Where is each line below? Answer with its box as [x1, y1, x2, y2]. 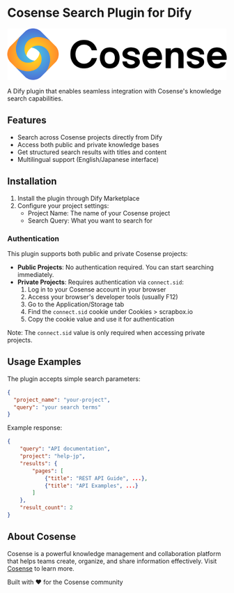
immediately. [17, 270, 54, 278]
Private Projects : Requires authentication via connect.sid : [17, 278, 185, 286]
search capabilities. [7, 94, 63, 103]
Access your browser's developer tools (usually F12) [27, 292, 179, 301]
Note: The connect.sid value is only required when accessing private [7, 328, 205, 336]
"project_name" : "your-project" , [13, 396, 111, 403]
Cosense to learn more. [7, 564, 75, 573]
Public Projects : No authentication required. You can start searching [17, 263, 214, 271]
